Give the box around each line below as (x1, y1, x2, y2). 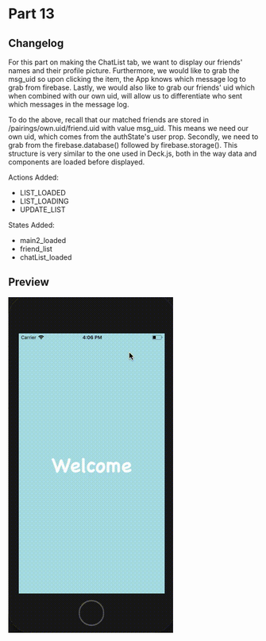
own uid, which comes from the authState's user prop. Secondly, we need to (8, 132, 259, 141)
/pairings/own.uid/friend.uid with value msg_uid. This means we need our (8, 124, 249, 133)
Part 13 (8, 5, 56, 23)
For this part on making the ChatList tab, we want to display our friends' (8, 57, 243, 67)
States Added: (8, 220, 55, 230)
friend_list (19, 244, 53, 253)
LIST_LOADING (19, 196, 69, 206)
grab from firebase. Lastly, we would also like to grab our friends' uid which (8, 83, 256, 92)
